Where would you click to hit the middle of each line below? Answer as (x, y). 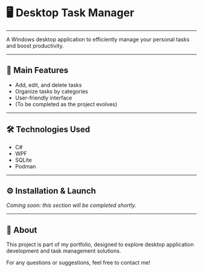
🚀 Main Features (37, 70)
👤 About (22, 230)
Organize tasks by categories (52, 91)
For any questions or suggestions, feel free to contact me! (79, 263)
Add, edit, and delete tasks (48, 85)
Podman (25, 166)
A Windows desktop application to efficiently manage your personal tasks (98, 39)
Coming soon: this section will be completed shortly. (71, 205)
